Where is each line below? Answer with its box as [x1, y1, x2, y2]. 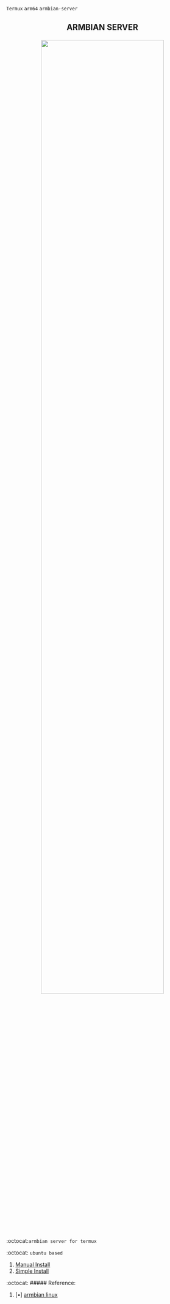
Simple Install [15, 1267, 49, 1275]
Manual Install [15, 1261, 51, 1269]
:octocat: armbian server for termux [6, 1237, 97, 1245]
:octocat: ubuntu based [6, 1249, 63, 1256]
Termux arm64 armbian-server [6, 6, 78, 12]
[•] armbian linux [15, 1291, 58, 1298]
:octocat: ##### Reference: [6, 1280, 76, 1287]
